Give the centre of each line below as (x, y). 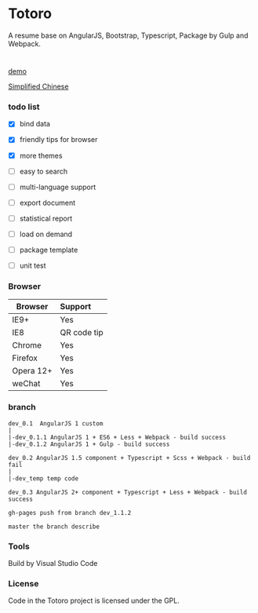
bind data (35, 124)
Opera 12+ (32, 371)
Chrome (27, 345)
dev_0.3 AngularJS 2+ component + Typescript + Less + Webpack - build (127, 492)
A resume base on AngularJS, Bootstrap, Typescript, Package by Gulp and (128, 35)
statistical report (46, 218)
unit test (33, 265)
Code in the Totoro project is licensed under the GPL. (94, 600)
